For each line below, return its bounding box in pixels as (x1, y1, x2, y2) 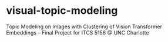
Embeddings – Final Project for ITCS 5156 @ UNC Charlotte (6, 29, 149, 36)
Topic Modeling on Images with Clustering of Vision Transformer (6, 23, 163, 30)
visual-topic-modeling (6, 4, 118, 17)
